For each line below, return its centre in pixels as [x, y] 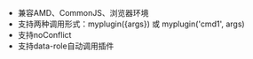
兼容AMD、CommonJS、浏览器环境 [83, 13]
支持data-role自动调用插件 [66, 46]
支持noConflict [44, 35]
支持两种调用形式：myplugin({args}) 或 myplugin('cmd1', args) [131, 24]
